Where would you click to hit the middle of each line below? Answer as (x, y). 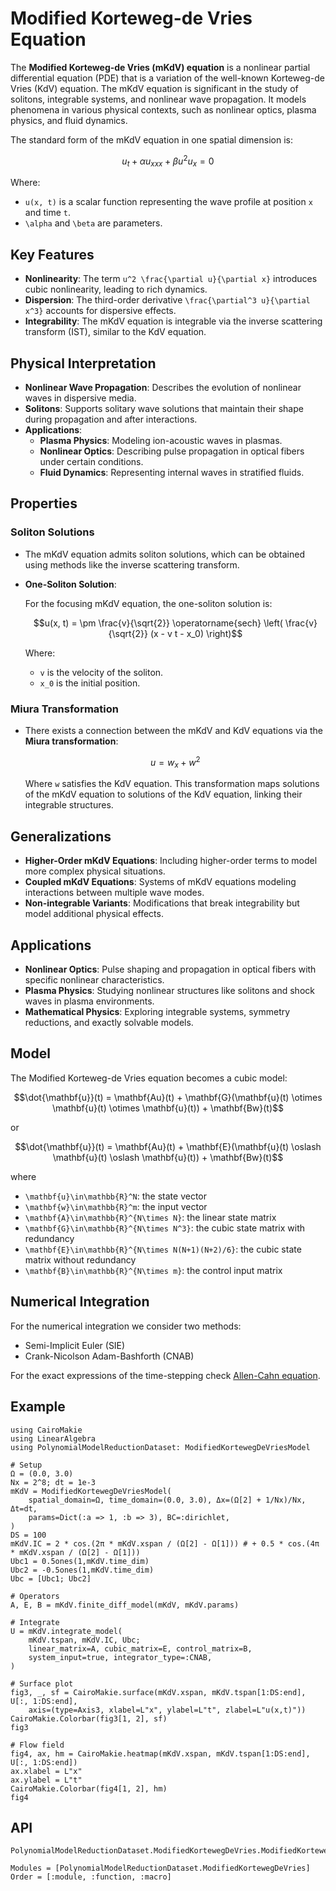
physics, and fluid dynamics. (69, 120)
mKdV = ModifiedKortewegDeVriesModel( (91, 1491)
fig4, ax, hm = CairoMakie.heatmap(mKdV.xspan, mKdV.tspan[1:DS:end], (160, 1753)
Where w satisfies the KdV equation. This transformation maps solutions (172, 784)
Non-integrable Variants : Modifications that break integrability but (162, 903)
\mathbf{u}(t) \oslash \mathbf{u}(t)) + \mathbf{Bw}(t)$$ (168, 1157)
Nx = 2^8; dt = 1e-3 (53, 1482)
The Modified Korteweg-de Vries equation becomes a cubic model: (149, 1078)
